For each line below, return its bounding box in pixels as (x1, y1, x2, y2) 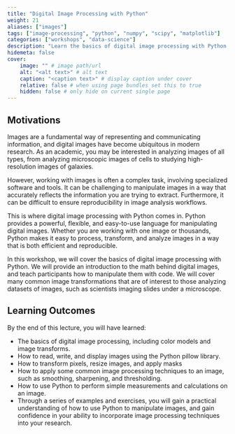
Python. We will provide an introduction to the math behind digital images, (7, 262, 220, 270)
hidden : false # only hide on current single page (20, 88, 171, 95)
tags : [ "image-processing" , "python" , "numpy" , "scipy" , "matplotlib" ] (7, 29, 220, 37)
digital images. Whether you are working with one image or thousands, (7, 226, 211, 235)
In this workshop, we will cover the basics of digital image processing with (7, 254, 222, 263)
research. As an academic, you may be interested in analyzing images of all (7, 147, 225, 156)
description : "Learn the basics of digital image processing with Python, (7, 43, 230, 50)
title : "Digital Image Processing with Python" (7, 10, 149, 17)
